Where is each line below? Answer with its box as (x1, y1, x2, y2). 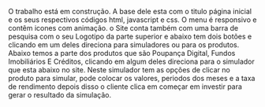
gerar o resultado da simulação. (8, 90, 112, 99)
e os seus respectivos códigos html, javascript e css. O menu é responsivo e (8, 15, 257, 24)
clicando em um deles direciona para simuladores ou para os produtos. (8, 40, 240, 50)
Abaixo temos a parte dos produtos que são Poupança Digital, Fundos (8, 49, 236, 57)
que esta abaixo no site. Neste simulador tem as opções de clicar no (8, 65, 230, 74)
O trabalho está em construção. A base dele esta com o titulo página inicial (8, 7, 252, 16)
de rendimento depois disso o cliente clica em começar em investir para (8, 82, 243, 91)
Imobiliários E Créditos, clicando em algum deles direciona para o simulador (8, 57, 255, 66)
